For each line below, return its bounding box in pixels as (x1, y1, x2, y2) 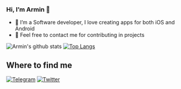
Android (14, 25, 35, 32)
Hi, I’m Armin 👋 (6, 5, 50, 14)
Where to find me (6, 60, 73, 70)
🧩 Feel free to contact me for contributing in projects (14, 31, 145, 39)
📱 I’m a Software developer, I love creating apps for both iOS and (14, 19, 175, 26)
